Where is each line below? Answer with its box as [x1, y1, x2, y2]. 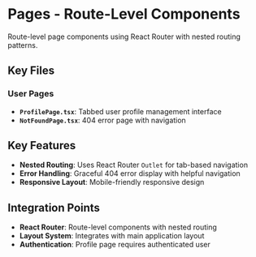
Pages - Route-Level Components [7, 5, 241, 24]
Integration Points [7, 200, 101, 215]
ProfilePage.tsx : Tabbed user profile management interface [19, 106, 222, 116]
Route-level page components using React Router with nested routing [7, 32, 241, 41]
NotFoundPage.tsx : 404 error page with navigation [19, 115, 186, 125]
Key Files [7, 64, 54, 78]
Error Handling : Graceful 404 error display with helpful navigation [19, 169, 241, 178]
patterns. [7, 40, 38, 49]
